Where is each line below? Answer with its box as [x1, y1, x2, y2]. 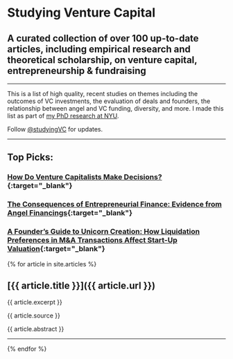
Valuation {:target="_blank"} [7, 244, 105, 254]
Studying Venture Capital [7, 5, 156, 21]
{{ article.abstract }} [7, 325, 64, 333]
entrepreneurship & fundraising [7, 64, 147, 77]
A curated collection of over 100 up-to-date [7, 33, 199, 44]
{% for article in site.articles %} [7, 259, 97, 268]
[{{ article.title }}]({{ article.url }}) [7, 279, 156, 291]
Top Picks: [7, 151, 54, 163]
